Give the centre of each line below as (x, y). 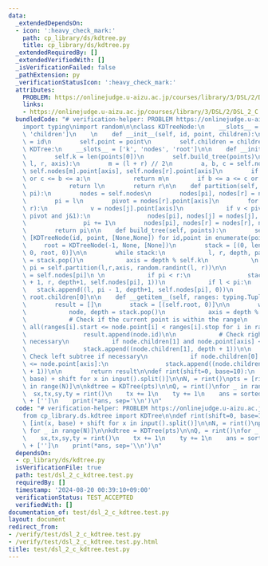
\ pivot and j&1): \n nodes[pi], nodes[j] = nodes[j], (141, 216)
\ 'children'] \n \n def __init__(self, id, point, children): (139, 134)
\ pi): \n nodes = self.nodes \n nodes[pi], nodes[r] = (139, 193)
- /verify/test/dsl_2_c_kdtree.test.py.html (83, 542)
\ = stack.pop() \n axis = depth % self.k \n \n (141, 260)
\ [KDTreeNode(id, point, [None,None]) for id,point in (118, 238)
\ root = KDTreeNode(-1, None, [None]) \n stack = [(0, (135, 246)
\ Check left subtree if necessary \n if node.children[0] (141, 357)
